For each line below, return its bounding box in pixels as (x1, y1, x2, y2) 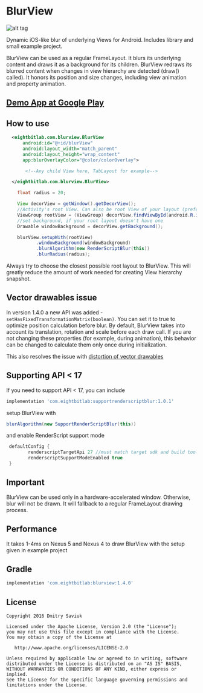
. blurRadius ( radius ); (36, 251, 91, 257)
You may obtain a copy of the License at (6, 634, 112, 641)
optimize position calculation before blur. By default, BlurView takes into (6, 322, 185, 329)
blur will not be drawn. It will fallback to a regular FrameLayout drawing (6, 499, 183, 507)
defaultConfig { (8, 444, 50, 450)
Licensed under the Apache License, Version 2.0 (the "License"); (6, 624, 177, 630)
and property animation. (6, 80, 66, 87)
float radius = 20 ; (17, 190, 66, 196)
